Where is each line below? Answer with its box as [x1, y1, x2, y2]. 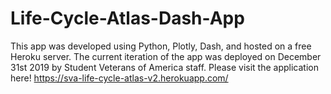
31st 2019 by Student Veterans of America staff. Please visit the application [10, 61, 319, 73]
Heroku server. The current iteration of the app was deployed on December [10, 50, 322, 62]
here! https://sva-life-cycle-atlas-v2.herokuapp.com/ [10, 72, 229, 84]
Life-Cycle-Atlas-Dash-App [10, 7, 245, 30]
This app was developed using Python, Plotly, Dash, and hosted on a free [10, 40, 312, 52]
